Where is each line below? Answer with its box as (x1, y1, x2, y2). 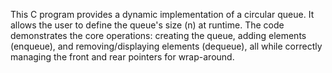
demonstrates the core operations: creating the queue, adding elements (10, 30, 307, 41)
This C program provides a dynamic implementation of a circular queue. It (10, 9, 315, 20)
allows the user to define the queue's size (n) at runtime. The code (10, 19, 285, 31)
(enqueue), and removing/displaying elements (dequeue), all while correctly (10, 40, 323, 52)
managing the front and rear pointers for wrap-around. (10, 51, 235, 63)
